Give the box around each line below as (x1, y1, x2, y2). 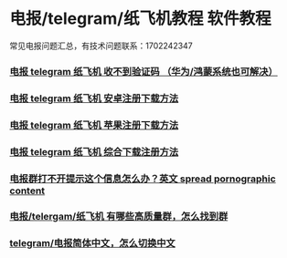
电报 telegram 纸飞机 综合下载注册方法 (9, 145, 179, 158)
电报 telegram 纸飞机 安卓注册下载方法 (9, 92, 179, 105)
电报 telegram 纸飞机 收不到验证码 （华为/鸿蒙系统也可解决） (9, 65, 279, 77)
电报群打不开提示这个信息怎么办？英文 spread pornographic (9, 172, 276, 185)
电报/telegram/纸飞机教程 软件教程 (9, 8, 271, 29)
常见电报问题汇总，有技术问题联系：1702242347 (9, 40, 194, 51)
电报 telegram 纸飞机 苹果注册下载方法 (9, 119, 179, 131)
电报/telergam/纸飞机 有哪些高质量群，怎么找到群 (9, 211, 229, 223)
